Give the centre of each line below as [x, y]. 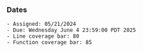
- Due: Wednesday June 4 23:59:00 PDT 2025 [71, 30]
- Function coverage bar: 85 [49, 43]
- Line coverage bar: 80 [43, 36]
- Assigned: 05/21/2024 [42, 24]
